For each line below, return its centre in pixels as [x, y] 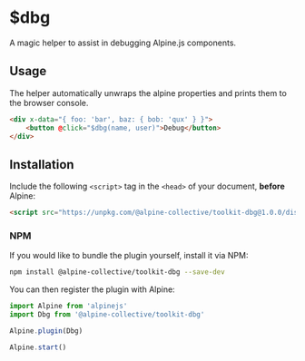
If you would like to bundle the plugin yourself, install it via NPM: [129, 256]
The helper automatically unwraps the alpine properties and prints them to [148, 93]
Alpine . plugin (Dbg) [46, 331]
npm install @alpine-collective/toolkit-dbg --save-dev [117, 272]
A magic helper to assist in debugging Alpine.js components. [123, 43]
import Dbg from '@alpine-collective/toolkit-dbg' [107, 315]
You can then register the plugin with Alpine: [92, 289]
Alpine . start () [38, 347]
